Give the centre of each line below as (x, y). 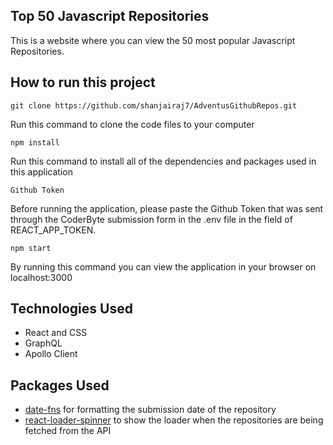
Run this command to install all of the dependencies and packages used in (163, 161)
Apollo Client (51, 354)
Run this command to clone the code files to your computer (132, 124)
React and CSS (56, 333)
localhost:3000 (41, 277)
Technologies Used (71, 309)
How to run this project (83, 82)
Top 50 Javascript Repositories (110, 16)
